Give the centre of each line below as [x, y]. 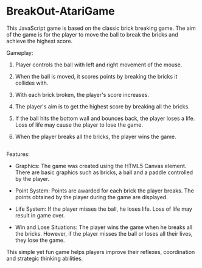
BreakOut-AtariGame [61, 11]
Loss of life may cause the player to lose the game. [79, 125]
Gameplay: [20, 52]
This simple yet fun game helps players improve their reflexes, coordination [101, 252]
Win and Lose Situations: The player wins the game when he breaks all [104, 227]
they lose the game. [40, 240]
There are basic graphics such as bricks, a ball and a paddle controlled [104, 172]
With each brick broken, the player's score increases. [82, 94]
